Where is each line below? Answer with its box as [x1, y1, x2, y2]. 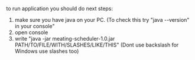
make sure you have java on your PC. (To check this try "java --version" [14, 16, 190, 23]
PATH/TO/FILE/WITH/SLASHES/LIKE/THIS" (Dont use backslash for [14, 41, 179, 48]
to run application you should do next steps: [6, 5, 113, 12]
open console [14, 29, 48, 36]
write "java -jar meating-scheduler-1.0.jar [14, 35, 115, 42]
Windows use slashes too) [14, 48, 79, 55]
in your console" [14, 23, 55, 29]
